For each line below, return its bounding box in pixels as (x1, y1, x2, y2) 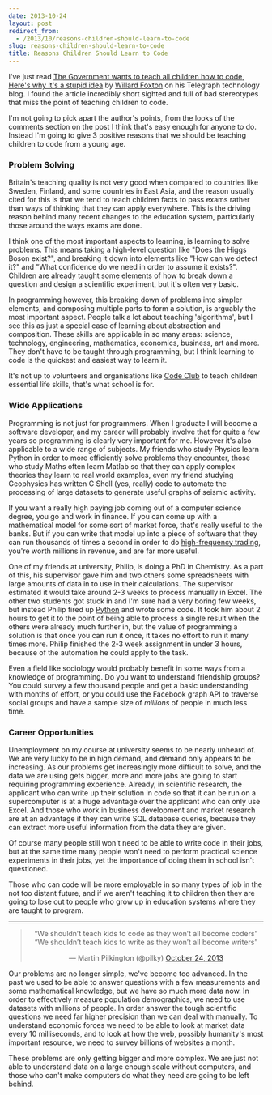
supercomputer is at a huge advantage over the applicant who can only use (8, 796, 261, 806)
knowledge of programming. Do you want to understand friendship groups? (8, 671, 261, 681)
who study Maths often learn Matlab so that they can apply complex (8, 461, 236, 471)
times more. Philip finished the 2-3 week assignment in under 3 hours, (8, 639, 243, 649)
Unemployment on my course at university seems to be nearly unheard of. (8, 744, 257, 754)
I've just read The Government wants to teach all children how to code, (8, 72, 244, 81)
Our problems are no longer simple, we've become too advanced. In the (8, 969, 249, 978)
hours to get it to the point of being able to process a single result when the (8, 613, 260, 623)
